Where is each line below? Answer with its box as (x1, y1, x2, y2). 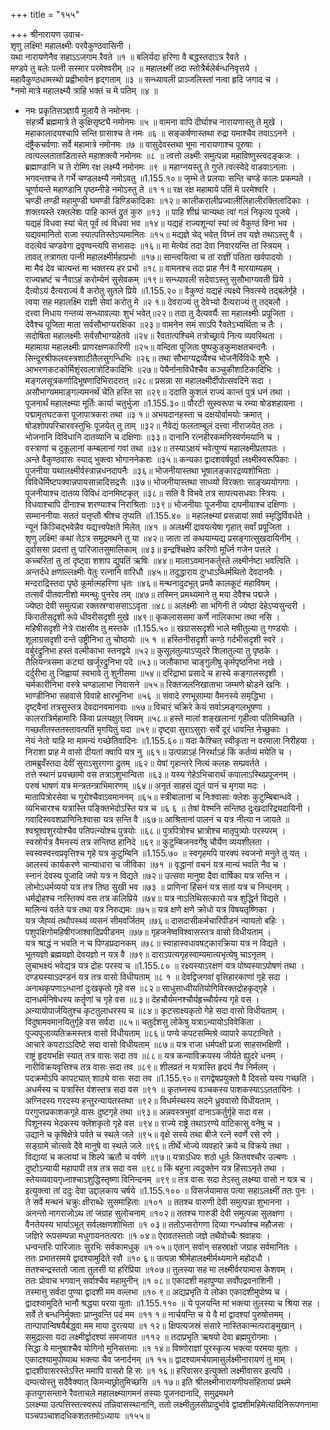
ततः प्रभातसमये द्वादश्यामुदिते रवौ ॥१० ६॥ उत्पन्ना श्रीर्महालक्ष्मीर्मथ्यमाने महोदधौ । (24, 1252, 271, 1264)
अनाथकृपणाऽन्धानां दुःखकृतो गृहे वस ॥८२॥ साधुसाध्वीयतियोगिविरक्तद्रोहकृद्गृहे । (24, 982, 276, 994)
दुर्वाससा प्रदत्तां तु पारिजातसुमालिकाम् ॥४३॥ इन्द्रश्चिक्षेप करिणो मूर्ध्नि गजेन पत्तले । (24, 544, 280, 555)
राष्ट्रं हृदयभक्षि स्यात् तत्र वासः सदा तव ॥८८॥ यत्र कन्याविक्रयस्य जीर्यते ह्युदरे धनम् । (24, 1050, 284, 1061)
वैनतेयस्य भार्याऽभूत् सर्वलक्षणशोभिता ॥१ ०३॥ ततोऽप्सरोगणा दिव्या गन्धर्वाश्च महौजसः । (24, 1219, 294, 1230)
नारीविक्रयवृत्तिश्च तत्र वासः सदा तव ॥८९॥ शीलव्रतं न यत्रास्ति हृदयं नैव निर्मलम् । (24, 1061, 277, 1073)
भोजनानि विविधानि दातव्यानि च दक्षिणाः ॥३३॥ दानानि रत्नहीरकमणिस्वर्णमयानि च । (24, 431, 281, 443)
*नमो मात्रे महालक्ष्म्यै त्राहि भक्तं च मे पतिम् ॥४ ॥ (10, 85, 158, 96)
